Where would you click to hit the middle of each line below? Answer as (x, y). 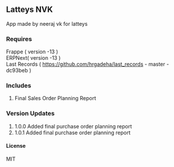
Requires (19, 39)
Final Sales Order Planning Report (55, 98)
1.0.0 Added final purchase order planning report (73, 126)
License (16, 146)
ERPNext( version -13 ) (33, 58)
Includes (19, 86)
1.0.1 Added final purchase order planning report (72, 132)
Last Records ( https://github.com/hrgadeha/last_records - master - (88, 64)
